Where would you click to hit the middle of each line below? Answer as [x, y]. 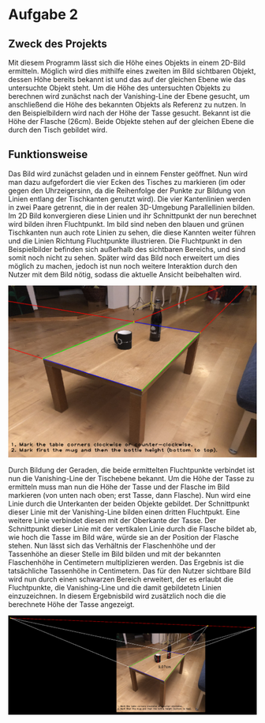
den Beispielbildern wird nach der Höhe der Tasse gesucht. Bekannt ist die [129, 113]
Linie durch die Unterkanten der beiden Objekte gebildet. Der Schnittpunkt [129, 504]
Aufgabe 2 [43, 15]
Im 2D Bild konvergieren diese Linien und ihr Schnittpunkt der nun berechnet [132, 216]
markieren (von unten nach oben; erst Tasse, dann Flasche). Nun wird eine [129, 495]
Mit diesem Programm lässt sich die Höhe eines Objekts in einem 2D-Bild [127, 62]
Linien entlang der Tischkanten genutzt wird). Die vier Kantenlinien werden [129, 198]
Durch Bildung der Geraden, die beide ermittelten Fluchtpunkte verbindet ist [131, 470]
